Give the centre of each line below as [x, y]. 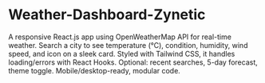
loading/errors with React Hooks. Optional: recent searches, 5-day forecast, [133, 62]
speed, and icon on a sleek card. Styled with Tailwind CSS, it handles [122, 53]
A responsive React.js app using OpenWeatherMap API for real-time [120, 37]
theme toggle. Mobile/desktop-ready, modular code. [95, 70]
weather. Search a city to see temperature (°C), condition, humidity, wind [128, 45]
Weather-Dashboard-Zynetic [107, 15]
